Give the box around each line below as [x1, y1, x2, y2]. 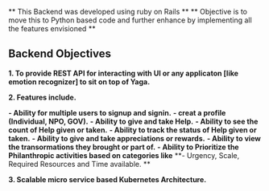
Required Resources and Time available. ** [8, 159, 151, 169]
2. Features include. [8, 92, 77, 102]
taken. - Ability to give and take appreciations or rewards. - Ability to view [8, 133, 262, 143]
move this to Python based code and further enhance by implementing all [8, 15, 252, 25]
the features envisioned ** [8, 24, 96, 33]
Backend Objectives [8, 47, 111, 61]
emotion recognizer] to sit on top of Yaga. [8, 76, 151, 87]
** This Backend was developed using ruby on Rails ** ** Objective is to [8, 7, 248, 16]
